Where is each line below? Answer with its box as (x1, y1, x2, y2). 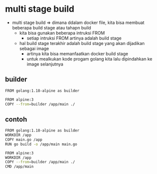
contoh (5, 115, 27, 123)
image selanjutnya (26, 61, 63, 67)
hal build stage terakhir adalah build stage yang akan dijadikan (19, 40, 145, 46)
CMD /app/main (5, 164, 34, 169)
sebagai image (19, 45, 49, 51)
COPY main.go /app (5, 137, 42, 142)
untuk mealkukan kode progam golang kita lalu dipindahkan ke (26, 56, 153, 62)
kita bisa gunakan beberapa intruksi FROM (19, 30, 105, 36)
